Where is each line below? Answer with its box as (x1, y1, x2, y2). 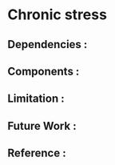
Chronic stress (7, 6, 107, 24)
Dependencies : (7, 38, 88, 51)
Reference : (7, 147, 66, 160)
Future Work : (7, 119, 77, 133)
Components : (7, 64, 80, 78)
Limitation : (7, 92, 65, 106)
